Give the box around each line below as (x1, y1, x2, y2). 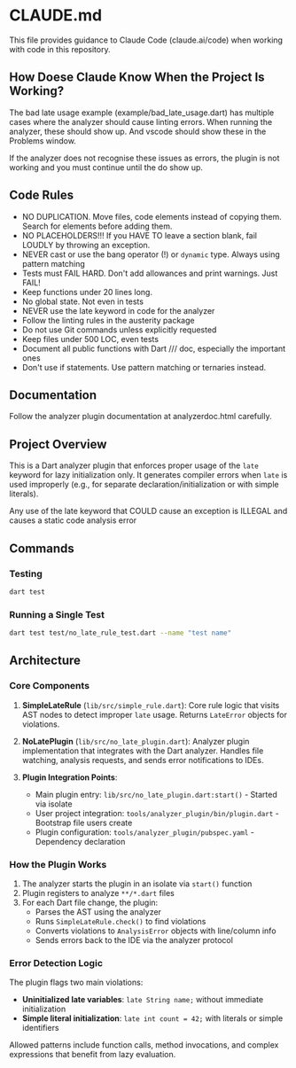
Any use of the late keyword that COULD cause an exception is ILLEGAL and (9, 506, 288, 517)
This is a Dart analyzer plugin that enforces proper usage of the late (9, 460, 259, 471)
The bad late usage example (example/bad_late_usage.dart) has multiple (9, 107, 275, 118)
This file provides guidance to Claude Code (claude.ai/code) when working (9, 35, 284, 45)
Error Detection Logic (9, 956, 104, 969)
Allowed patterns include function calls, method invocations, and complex (9, 1040, 279, 1050)
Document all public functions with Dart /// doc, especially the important (21, 343, 286, 354)
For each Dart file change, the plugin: (21, 897, 159, 908)
